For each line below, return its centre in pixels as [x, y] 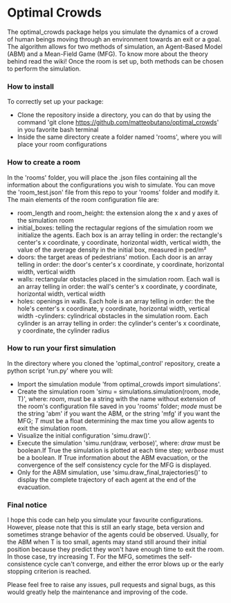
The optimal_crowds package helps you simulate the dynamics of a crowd [113, 32]
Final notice [27, 505]
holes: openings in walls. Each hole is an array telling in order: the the [116, 301]
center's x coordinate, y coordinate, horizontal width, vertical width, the [119, 242]
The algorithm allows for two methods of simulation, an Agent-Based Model [115, 46]
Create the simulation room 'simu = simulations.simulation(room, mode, [119, 391]
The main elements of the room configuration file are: [83, 199]
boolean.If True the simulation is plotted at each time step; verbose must [120, 450]
